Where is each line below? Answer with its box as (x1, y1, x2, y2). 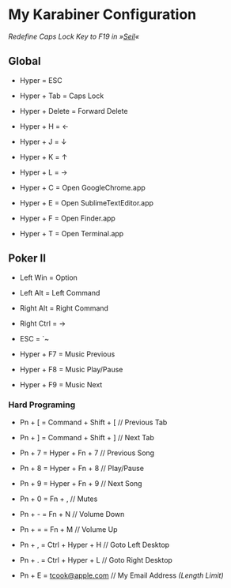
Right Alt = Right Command (19, 303, 109, 313)
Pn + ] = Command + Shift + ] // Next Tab (19, 432, 154, 442)
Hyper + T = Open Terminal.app (19, 228, 124, 238)
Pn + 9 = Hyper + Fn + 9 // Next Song (19, 478, 142, 488)
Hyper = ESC (19, 75, 62, 85)
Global (8, 55, 41, 68)
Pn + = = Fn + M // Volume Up (19, 524, 118, 534)
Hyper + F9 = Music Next (19, 379, 103, 389)
